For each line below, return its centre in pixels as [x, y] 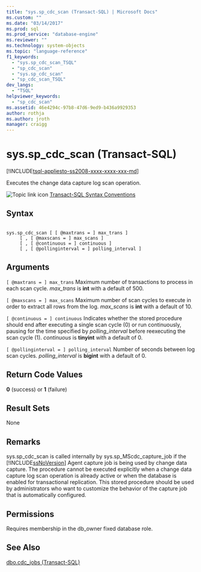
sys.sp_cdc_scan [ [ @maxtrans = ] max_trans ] [67, 233]
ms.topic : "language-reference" [47, 51]
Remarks [24, 442]
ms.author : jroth [28, 119]
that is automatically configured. [46, 495]
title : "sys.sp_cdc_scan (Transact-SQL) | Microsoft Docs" [82, 12]
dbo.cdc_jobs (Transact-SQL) [43, 562]
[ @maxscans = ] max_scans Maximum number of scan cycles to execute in [99, 300]
